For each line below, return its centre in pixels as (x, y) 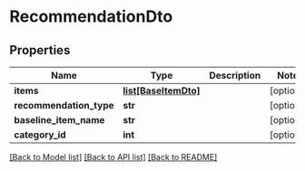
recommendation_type (64, 105)
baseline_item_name (59, 120)
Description (235, 76)
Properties (40, 50)
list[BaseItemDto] (162, 90)
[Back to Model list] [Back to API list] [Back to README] (113, 157)
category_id (40, 135)
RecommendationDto (91, 17)
